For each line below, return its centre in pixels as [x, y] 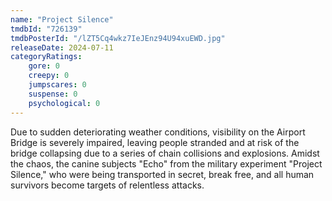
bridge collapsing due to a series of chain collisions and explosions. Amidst [165, 153]
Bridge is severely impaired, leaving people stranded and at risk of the [155, 142]
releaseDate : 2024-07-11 [62, 47]
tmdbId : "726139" [46, 29]
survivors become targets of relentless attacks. [107, 185]
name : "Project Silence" [62, 19]
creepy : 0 [49, 76]
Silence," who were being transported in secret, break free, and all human [162, 174]
